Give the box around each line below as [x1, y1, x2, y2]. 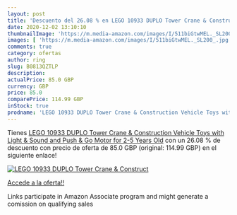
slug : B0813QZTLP [7, 63, 59, 70]
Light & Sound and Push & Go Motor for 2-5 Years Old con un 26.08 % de [7, 136, 221, 144]
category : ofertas [7, 50, 61, 57]
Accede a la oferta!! [7, 178, 65, 187]
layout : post [7, 10, 46, 18]
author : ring [7, 57, 46, 64]
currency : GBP [7, 83, 49, 90]
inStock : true [7, 103, 49, 110]
